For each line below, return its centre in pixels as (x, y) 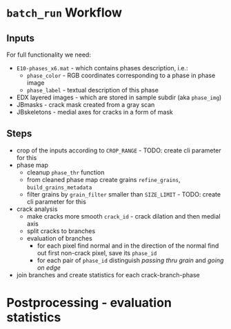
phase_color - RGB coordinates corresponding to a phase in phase (121, 75)
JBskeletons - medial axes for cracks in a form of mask (94, 112)
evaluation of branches (59, 238)
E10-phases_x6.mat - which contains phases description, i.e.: (102, 68)
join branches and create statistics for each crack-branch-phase (108, 275)
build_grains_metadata (59, 188)
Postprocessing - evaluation (89, 303)
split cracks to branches (61, 231)
